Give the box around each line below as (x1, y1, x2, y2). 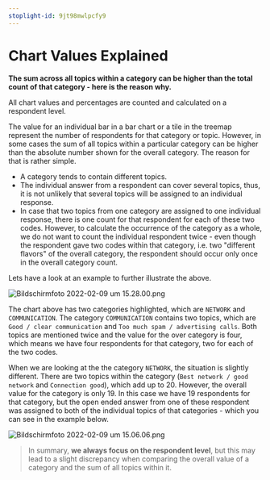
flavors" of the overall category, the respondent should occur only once (19, 248, 258, 258)
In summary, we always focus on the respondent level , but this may (27, 445, 256, 455)
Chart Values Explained (8, 46, 168, 65)
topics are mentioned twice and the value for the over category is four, (8, 330, 243, 340)
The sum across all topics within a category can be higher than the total (8, 73, 253, 83)
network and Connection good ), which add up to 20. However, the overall (8, 380, 247, 390)
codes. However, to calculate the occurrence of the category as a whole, (19, 223, 263, 232)
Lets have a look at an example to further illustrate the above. (8, 273, 212, 282)
